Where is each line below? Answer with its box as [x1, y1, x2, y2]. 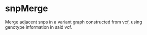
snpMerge [5, 3, 48, 14]
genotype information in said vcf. [5, 24, 73, 30]
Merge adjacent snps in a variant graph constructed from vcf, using [5, 19, 142, 25]
